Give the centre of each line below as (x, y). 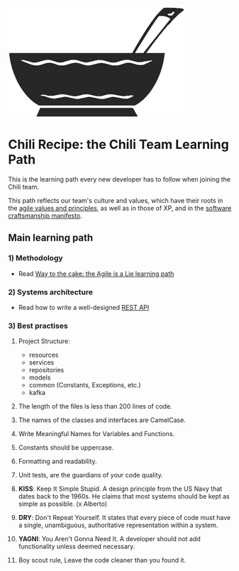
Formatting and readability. (58, 461)
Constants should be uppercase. (66, 448)
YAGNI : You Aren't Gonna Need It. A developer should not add (109, 539)
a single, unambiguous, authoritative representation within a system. (118, 525)
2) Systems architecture (50, 292)
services (41, 362)
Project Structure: (44, 341)
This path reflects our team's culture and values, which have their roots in (116, 200)
